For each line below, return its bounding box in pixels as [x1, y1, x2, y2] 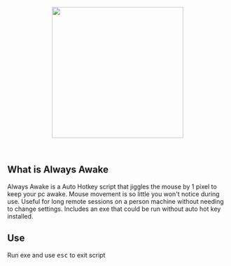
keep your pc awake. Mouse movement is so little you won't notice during [7, 189, 220, 198]
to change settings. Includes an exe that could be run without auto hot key [7, 205, 221, 213]
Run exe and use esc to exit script [7, 251, 106, 259]
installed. [7, 212, 34, 220]
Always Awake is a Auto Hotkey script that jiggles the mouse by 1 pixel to [7, 182, 217, 191]
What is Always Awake [7, 164, 108, 176]
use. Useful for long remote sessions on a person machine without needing [7, 197, 224, 205]
